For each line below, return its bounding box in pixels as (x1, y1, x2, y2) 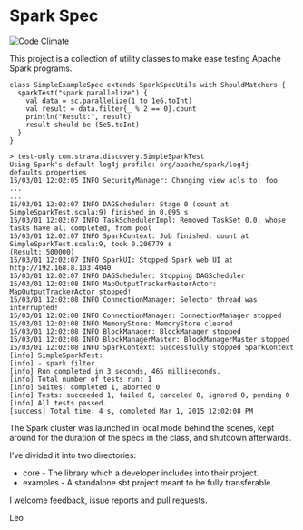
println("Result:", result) (25, 112, 132, 121)
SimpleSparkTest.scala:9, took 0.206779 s (9, 239, 172, 248)
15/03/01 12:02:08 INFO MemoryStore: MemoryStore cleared (9, 319, 233, 328)
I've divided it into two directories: (9, 449, 137, 460)
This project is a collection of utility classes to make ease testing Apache (9, 53, 281, 64)
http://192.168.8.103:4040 (9, 263, 112, 273)
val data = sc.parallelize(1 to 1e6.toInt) (25, 96, 193, 105)
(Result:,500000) (9, 247, 75, 256)
